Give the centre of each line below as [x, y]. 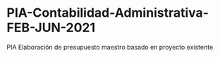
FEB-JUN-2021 [51, 28]
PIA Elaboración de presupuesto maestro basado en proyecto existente [110, 47]
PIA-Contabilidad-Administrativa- [108, 13]
